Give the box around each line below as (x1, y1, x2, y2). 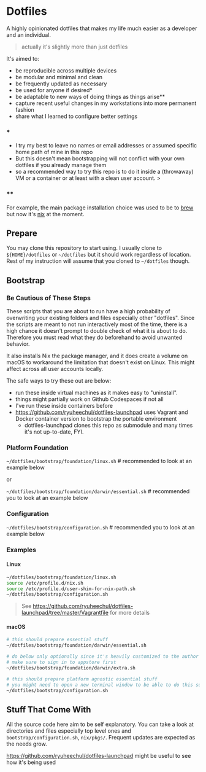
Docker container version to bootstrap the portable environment (15, 415, 177, 423)
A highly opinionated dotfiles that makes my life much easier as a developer (6, 25, 197, 32)
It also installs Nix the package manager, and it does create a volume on (6, 352, 188, 360)
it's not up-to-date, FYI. (24, 428, 84, 435)
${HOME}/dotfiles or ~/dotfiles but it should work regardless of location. (6, 251, 191, 259)
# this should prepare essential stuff (6, 637, 109, 643)
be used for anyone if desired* (15, 86, 93, 93)
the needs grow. (6, 740, 47, 747)
